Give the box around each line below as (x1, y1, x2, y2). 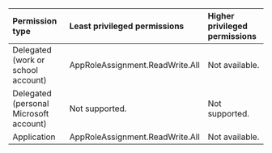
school (12, 65, 39, 75)
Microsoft (12, 108, 49, 119)
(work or (12, 54, 45, 66)
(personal (12, 98, 49, 108)
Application (12, 131, 56, 142)
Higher (207, 11, 235, 21)
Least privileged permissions (69, 20, 185, 32)
